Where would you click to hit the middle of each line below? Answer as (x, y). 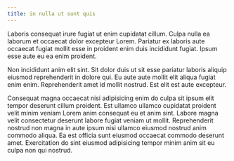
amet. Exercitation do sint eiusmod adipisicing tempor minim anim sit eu (111, 142)
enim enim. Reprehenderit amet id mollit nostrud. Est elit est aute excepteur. (117, 84)
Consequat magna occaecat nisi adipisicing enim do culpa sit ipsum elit (111, 98)
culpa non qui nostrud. (40, 150)
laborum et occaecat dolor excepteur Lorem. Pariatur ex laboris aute (106, 41)
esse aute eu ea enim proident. (52, 56)
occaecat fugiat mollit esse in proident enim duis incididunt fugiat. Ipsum (112, 48)
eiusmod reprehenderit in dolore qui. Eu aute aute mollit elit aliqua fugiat (111, 77)
